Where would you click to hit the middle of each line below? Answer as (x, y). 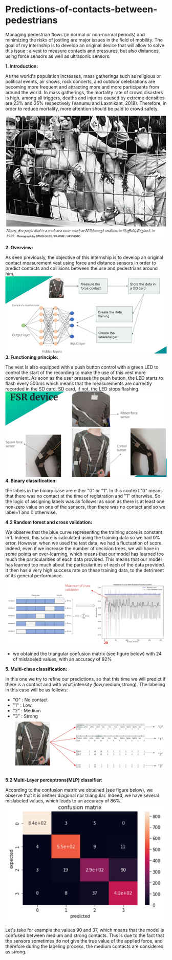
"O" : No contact (30, 700)
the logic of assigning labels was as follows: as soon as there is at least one (85, 501)
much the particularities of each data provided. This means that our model (84, 559)
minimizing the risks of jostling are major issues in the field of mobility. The (84, 40)
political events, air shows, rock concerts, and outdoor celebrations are (80, 81)
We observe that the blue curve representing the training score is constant (84, 532)
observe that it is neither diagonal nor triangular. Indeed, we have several (82, 795)
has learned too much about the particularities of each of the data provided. (85, 565)
